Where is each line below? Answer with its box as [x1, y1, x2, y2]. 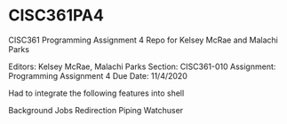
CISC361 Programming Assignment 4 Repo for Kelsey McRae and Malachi [8, 35, 279, 45]
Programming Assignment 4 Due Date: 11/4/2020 [8, 70, 187, 81]
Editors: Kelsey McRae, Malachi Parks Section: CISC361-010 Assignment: [8, 61, 276, 72]
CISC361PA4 [8, 5, 104, 26]
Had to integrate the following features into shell [8, 88, 185, 98]
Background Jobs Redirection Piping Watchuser [8, 105, 184, 115]
